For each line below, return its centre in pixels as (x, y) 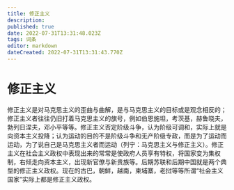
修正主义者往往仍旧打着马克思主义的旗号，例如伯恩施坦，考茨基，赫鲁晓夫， (117, 118)
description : (26, 20)
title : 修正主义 (29, 14)
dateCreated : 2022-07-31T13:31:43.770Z (65, 53)
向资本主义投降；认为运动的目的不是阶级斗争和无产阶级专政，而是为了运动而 (117, 136)
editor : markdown (32, 46)
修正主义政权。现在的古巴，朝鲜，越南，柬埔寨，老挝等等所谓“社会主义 (122, 171)
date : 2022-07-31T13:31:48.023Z (54, 33)
